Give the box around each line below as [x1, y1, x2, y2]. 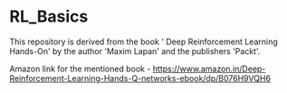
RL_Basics [9, 6, 89, 27]
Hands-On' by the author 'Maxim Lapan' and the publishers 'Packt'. [9, 45, 261, 56]
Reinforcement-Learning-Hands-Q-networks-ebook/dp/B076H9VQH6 [9, 72, 272, 83]
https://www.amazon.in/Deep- [152, 63, 266, 74]
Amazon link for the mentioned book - [9, 63, 151, 74]
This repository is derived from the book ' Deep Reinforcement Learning [9, 36, 278, 47]
